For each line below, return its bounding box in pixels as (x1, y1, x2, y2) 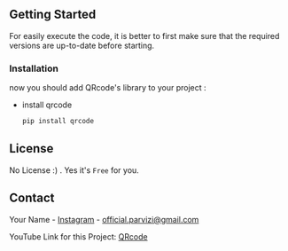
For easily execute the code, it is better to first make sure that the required (9, 30, 280, 41)
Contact (9, 191, 55, 206)
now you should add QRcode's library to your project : (9, 82, 206, 93)
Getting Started (9, 7, 97, 22)
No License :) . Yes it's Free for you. (9, 164, 139, 176)
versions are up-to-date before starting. (9, 40, 155, 51)
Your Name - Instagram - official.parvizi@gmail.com (9, 214, 199, 224)
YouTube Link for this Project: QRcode (9, 231, 148, 242)
